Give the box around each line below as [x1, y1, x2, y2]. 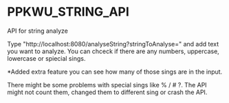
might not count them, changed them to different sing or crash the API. [7, 88, 208, 96]
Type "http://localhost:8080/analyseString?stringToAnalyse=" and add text [7, 40, 219, 48]
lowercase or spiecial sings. [7, 54, 86, 62]
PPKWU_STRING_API [7, 4, 129, 20]
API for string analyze [7, 27, 69, 35]
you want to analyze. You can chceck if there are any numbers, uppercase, [7, 47, 220, 55]
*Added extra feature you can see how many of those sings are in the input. [7, 68, 223, 76]
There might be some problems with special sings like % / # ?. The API [7, 80, 208, 89]
